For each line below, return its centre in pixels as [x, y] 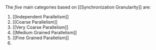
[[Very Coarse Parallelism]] [40, 27]
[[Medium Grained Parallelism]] [44, 32]
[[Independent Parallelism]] [40, 17]
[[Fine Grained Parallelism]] [40, 38]
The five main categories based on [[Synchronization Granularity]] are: [78, 7]
